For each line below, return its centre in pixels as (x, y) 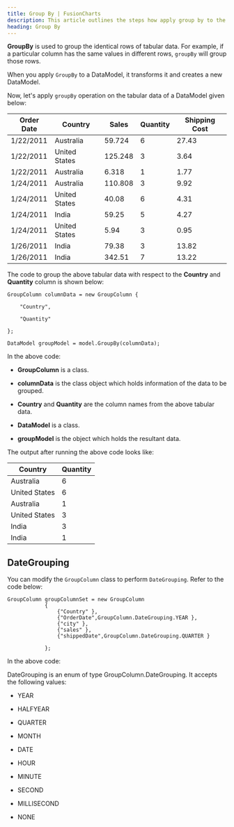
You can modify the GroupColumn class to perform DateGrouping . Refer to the (116, 580)
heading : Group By (34, 26)
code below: (25, 587)
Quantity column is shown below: (56, 282)
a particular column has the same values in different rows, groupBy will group (117, 54)
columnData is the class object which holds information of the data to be (122, 383)
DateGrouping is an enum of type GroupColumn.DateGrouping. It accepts (112, 675)
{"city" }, (73, 624)
